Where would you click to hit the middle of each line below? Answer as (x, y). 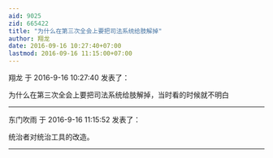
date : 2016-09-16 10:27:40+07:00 (65, 46)
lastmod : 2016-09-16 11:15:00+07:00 (70, 53)
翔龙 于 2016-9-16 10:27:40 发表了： (69, 77)
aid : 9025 (25, 16)
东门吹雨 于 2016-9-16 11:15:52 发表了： (74, 120)
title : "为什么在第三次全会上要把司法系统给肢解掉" (85, 31)
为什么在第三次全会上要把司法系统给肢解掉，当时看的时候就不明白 (119, 95)
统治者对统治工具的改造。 (51, 137)
